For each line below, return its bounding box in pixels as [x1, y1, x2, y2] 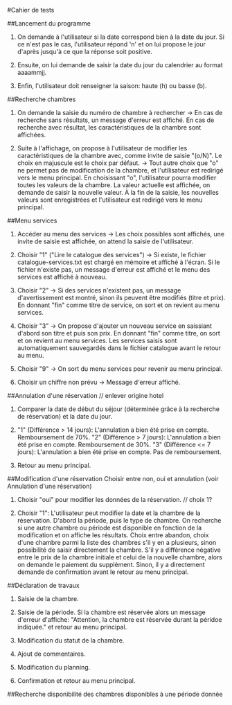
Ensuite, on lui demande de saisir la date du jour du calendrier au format [17, 61, 223, 69]
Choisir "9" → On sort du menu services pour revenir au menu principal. [17, 365, 223, 373]
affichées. [17, 131, 46, 139]
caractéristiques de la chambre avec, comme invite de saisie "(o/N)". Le [17, 152, 222, 159]
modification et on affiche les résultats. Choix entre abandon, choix [17, 531, 209, 539]
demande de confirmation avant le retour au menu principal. [17, 568, 189, 576]
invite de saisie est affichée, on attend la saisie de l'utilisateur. [17, 237, 194, 245]
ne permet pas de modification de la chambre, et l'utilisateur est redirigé [17, 166, 224, 174]
